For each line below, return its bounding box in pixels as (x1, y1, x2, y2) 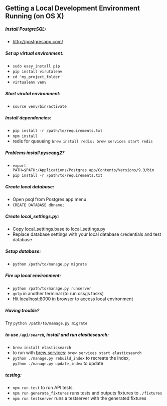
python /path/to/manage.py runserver (12, 286, 92, 291)
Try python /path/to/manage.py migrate (5, 320, 88, 326)
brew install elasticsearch (12, 345, 71, 351)
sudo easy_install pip (12, 64, 60, 69)
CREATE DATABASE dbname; (12, 202, 65, 208)
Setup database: (5, 248, 41, 254)
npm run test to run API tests (12, 385, 73, 391)
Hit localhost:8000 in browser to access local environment (12, 296, 133, 302)
